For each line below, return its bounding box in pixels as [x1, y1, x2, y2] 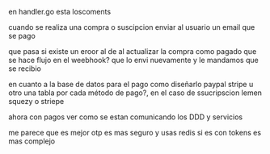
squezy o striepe [8, 97, 65, 106]
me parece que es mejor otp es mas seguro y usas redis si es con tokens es [8, 128, 261, 137]
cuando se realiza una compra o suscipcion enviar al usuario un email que [8, 23, 255, 31]
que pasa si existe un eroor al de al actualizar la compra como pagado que [8, 47, 257, 56]
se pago [8, 31, 36, 40]
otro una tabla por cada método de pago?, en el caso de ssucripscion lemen [8, 88, 263, 98]
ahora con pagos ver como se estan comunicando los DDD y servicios [8, 112, 243, 122]
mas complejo [8, 136, 56, 146]
